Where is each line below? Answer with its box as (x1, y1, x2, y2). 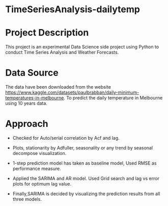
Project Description (5, 27, 89, 39)
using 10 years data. (5, 100, 47, 107)
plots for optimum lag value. (12, 181, 72, 187)
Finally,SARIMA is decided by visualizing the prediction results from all (12, 191, 160, 197)
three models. (12, 196, 42, 202)
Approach (5, 118, 48, 130)
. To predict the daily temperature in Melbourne (63, 95, 163, 101)
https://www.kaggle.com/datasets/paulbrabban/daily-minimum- (5, 89, 139, 95)
